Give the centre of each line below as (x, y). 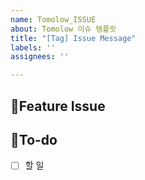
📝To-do (34, 139)
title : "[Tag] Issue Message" (73, 38)
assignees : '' (40, 57)
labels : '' (33, 47)
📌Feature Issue (58, 106)
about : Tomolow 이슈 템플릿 (63, 29)
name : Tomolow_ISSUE (53, 19)
